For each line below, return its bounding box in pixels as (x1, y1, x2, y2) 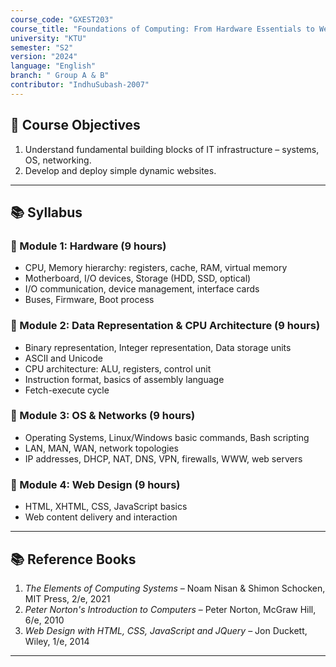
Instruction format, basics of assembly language (24, 373, 225, 385)
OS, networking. (24, 154, 92, 166)
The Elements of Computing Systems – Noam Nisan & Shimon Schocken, (24, 582, 326, 594)
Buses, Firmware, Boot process (24, 294, 155, 306)
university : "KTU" (10, 33, 87, 43)
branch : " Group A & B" (10, 71, 110, 81)
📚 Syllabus (10, 204, 83, 221)
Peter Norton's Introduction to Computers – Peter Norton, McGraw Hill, (24, 603, 317, 615)
